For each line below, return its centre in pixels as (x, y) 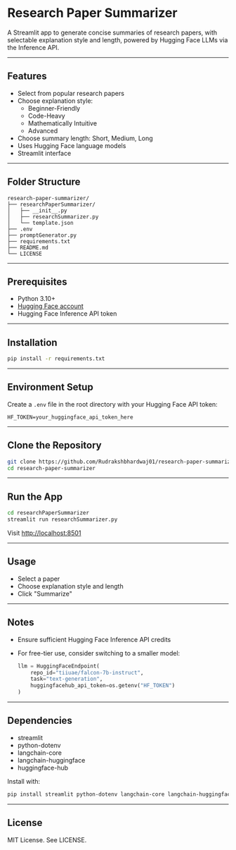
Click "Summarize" (45, 593)
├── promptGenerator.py (42, 235)
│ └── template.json (40, 223)
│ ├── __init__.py (38, 210)
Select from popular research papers (71, 93)
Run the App (35, 497)
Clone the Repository (54, 445)
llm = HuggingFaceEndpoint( (58, 666)
